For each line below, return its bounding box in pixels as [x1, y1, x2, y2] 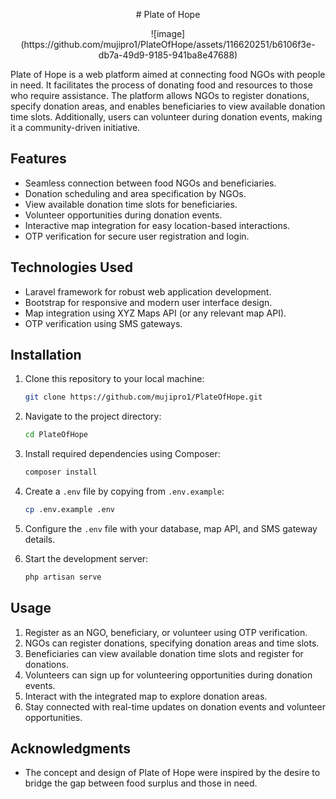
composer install [24, 467, 98, 478]
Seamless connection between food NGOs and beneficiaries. [24, 177, 277, 189]
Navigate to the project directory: [24, 410, 162, 423]
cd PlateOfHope [24, 430, 89, 440]
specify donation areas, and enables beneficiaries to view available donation [10, 100, 326, 112]
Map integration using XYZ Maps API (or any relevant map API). [24, 307, 287, 319]
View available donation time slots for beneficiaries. [24, 198, 238, 210]
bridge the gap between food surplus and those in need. [24, 777, 258, 789]
